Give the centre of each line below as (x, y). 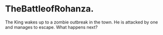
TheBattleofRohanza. (50, 9)
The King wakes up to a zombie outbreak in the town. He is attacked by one (81, 22)
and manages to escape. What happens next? (52, 27)
